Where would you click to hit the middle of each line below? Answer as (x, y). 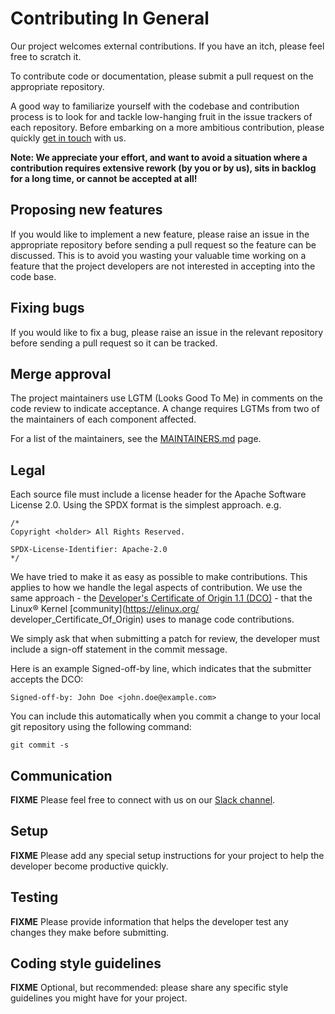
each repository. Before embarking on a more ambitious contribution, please (167, 127)
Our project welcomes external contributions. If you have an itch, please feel (167, 46)
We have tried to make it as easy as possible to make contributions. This (159, 577)
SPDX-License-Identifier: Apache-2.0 (89, 550)
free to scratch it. (46, 56)
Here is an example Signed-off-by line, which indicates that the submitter (161, 669)
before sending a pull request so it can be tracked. (114, 343)
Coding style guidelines (86, 963)
